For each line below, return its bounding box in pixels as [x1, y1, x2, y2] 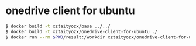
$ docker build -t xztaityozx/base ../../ [5, 23, 111, 29]
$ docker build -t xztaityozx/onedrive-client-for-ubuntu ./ [5, 29, 158, 34]
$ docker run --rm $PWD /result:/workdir [5, 34, 106, 40]
